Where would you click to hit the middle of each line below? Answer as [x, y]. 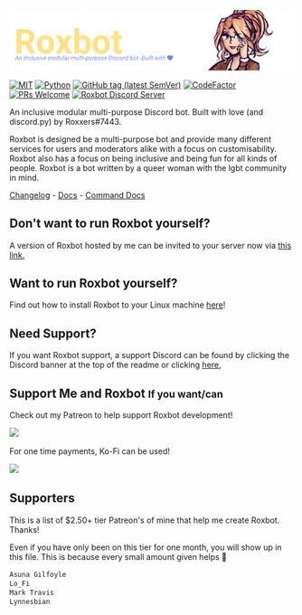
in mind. [24, 177]
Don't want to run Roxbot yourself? [110, 224]
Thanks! [24, 529]
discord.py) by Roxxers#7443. [66, 121]
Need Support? [53, 333]
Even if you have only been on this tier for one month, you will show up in [146, 547]
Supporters [42, 498]
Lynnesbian [30, 601]
